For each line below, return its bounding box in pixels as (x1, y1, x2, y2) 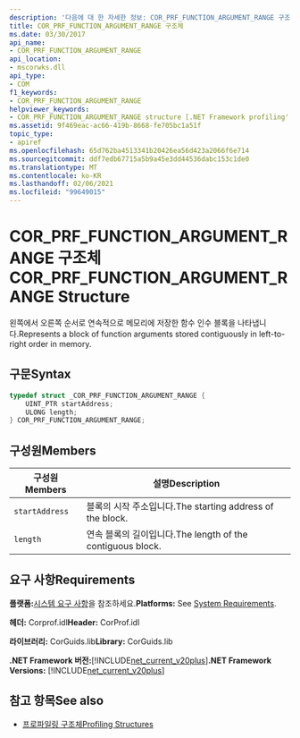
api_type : (9, 72, 46, 81)
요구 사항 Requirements (9, 573, 136, 588)
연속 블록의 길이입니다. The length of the (86, 529, 248, 541)
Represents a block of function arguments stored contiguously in (18, 328, 257, 339)
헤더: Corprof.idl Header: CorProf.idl (9, 616, 140, 627)
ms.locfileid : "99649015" (9, 188, 105, 197)
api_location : (9, 55, 62, 64)
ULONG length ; (25, 408, 78, 417)
